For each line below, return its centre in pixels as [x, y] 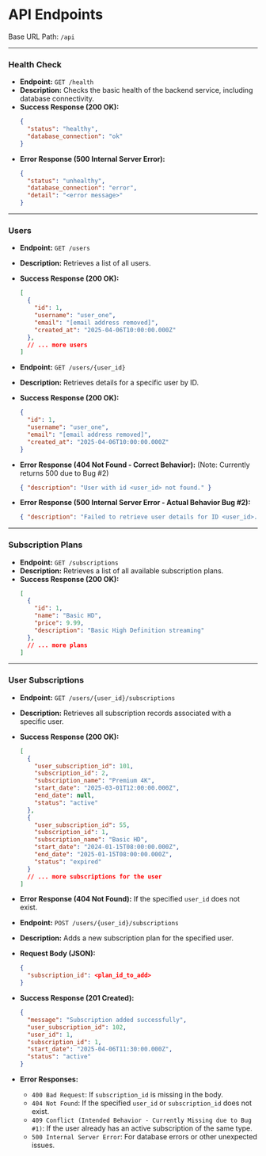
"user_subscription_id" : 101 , [84, 766]
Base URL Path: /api [42, 36]
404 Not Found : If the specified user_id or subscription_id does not [141, 1103]
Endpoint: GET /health [57, 82]
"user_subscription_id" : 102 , [77, 1027]
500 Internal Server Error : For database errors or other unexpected [144, 1137]
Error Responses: [49, 1079]
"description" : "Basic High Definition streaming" [120, 630]
